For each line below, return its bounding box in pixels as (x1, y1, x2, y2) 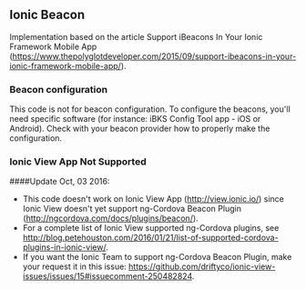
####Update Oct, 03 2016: (9, 176, 110, 187)
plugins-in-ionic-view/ (22, 242, 107, 253)
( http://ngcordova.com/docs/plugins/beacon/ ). (22, 213, 199, 224)
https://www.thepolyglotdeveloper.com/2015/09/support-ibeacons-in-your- (12, 50, 297, 62)
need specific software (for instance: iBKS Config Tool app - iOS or (9, 114, 261, 125)
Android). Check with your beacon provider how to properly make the (9, 123, 270, 135)
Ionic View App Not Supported (9, 155, 148, 168)
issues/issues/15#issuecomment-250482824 (22, 271, 193, 282)
